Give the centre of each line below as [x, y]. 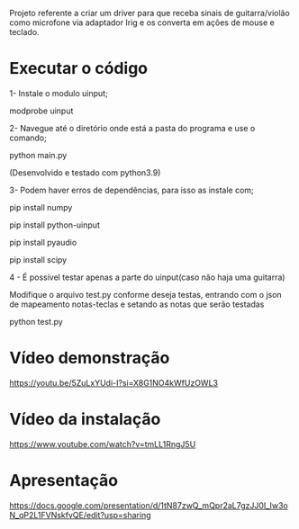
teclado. [24, 32]
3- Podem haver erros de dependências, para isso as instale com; [131, 190]
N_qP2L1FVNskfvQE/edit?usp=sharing [80, 515]
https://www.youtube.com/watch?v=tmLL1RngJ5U [103, 444]
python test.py [36, 321]
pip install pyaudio [43, 242]
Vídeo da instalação [85, 420]
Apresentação [64, 480]
